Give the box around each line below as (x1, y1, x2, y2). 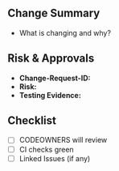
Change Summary (7, 6, 101, 20)
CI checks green (18, 144, 74, 154)
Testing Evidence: (18, 90, 81, 100)
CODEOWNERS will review (18, 135, 108, 145)
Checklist (7, 113, 57, 128)
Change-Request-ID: (18, 73, 91, 83)
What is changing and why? (18, 28, 112, 37)
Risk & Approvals (7, 52, 95, 66)
